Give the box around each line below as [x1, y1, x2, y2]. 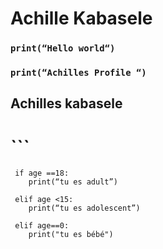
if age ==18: [14, 168, 70, 179]
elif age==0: [14, 221, 70, 231]
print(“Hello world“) [10, 43, 116, 54]
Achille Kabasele [10, 7, 153, 30]
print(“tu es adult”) [28, 177, 118, 187]
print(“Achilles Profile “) [10, 67, 147, 79]
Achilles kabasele [10, 95, 123, 112]
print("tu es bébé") [28, 230, 114, 240]
